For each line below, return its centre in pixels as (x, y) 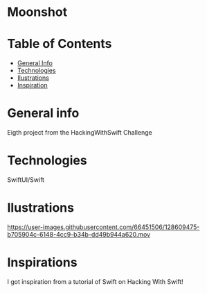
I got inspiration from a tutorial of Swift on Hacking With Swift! (95, 281)
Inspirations (42, 263)
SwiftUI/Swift (26, 180)
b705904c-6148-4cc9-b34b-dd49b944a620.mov (79, 234)
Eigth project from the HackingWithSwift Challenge (80, 133)
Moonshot (37, 12)
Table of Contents (60, 44)
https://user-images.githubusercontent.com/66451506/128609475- (103, 227)
